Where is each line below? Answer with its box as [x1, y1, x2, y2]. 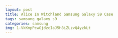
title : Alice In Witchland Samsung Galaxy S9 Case [5, 12, 113, 17]
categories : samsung [5, 21, 49, 26]
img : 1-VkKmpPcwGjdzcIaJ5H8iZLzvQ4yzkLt [5, 26, 91, 31]
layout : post [5, 7, 33, 12]
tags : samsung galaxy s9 [5, 16, 57, 21]
